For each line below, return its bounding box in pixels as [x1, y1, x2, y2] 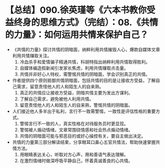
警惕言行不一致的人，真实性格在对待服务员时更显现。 [19, 121, 129, 126]
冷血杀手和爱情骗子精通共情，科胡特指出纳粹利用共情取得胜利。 [19, 59, 150, 65]
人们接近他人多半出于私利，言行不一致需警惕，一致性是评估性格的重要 [12, 108, 156, 114]
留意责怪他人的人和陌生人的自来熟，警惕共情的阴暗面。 [19, 102, 133, 108]
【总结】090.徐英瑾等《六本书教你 [5, 4, 147, 16]
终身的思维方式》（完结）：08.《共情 [14, 17, 159, 28]
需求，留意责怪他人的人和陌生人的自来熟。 [16, 84, 104, 89]
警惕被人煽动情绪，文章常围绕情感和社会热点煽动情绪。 [19, 126, 133, 132]
